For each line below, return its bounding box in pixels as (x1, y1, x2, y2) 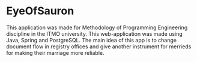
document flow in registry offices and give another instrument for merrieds (6, 43, 192, 50)
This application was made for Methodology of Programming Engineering (6, 24, 188, 31)
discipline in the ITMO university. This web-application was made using (6, 30, 183, 37)
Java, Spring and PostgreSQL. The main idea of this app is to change (6, 36, 177, 44)
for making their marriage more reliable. (6, 49, 105, 56)
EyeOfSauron (6, 4, 74, 18)
